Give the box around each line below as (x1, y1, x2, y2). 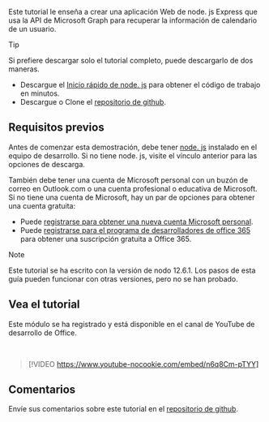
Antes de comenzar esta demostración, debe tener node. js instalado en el (8, 142, 258, 152)
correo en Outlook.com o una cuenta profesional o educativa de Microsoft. (8, 183, 258, 193)
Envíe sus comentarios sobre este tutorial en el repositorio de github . (8, 404, 239, 414)
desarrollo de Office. (8, 328, 77, 338)
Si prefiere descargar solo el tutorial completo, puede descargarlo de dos (8, 56, 254, 65)
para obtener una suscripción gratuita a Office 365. (19, 234, 192, 243)
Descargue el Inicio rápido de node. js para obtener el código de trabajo (19, 80, 261, 89)
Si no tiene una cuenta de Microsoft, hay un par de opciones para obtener (8, 192, 255, 202)
